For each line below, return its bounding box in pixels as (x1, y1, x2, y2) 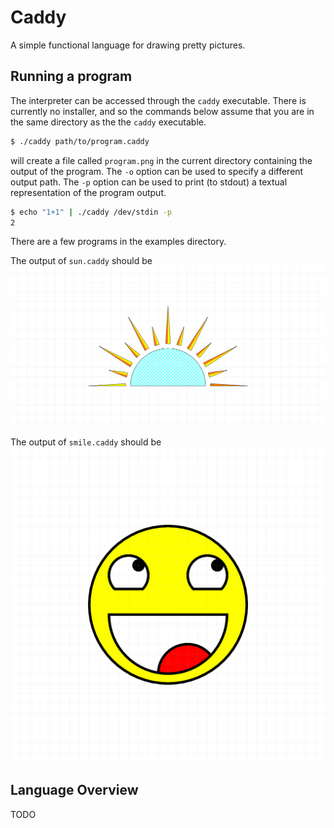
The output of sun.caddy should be (10, 255, 153, 267)
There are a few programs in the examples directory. (10, 236, 227, 248)
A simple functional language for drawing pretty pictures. (10, 39, 246, 51)
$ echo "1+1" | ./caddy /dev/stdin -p (10, 207, 172, 217)
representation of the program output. (10, 186, 167, 198)
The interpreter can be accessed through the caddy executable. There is (10, 94, 307, 106)
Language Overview (10, 782, 139, 799)
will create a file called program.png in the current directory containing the (10, 154, 313, 166)
